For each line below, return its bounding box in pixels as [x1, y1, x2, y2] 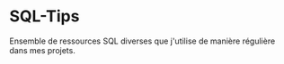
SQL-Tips [9, 6, 80, 27]
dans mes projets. [9, 44, 76, 55]
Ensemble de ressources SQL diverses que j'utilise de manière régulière [9, 36, 276, 46]
